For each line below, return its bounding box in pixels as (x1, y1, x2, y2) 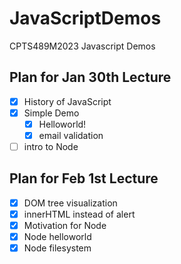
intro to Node (23, 141, 79, 152)
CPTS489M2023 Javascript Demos (9, 40, 156, 52)
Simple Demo (23, 107, 80, 119)
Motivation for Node (23, 220, 107, 231)
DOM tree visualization (23, 197, 118, 209)
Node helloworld (23, 231, 92, 243)
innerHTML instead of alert (23, 208, 136, 220)
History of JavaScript (23, 95, 112, 107)
